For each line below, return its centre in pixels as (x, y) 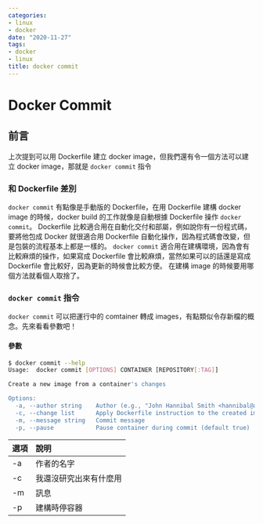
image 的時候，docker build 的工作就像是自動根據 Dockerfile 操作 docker (125, 217)
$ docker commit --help (47, 363)
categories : (27, 15)
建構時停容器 (59, 508)
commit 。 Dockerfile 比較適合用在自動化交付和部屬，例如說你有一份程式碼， (130, 227)
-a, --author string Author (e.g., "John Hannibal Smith (115, 406)
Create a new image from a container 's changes (87, 384)
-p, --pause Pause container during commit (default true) (133, 428)
